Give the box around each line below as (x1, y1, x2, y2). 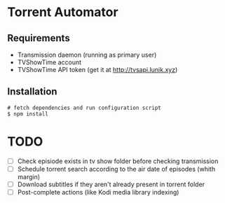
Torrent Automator (7, 4, 118, 20)
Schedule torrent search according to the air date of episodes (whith (17, 164, 216, 173)
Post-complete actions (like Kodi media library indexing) (17, 188, 179, 196)
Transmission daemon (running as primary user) (17, 50, 157, 59)
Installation (7, 85, 57, 98)
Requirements (7, 32, 70, 44)
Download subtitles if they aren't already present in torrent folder (17, 180, 205, 188)
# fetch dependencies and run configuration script (7, 104, 161, 111)
